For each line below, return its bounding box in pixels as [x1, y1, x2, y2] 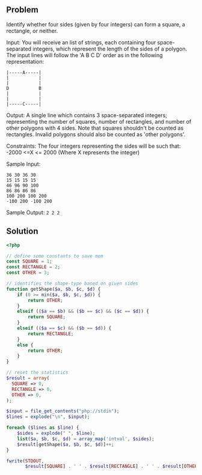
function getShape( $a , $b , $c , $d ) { [6, 286, 101, 292]
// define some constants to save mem [6, 253, 103, 259]
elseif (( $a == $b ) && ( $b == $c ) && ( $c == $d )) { [17, 309, 149, 315]
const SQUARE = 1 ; [6, 258, 52, 265]
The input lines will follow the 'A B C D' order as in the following [6, 51, 164, 59]
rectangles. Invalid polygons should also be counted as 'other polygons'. [6, 130, 186, 138]
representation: [6, 58, 44, 65]
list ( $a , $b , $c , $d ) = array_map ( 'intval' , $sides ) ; [17, 435, 155, 442]
